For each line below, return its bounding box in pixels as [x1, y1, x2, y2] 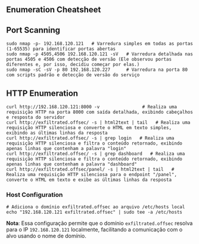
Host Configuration [6, 190, 63, 199]
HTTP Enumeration [6, 88, 79, 98]
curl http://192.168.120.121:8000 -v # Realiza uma [6, 104, 178, 110]
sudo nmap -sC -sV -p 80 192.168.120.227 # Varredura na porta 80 [6, 67, 188, 73]
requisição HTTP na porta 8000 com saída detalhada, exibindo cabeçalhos [6, 110, 194, 115]
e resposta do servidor [6, 114, 66, 121]
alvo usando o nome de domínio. [6, 232, 86, 240]
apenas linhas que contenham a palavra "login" [6, 146, 127, 152]
